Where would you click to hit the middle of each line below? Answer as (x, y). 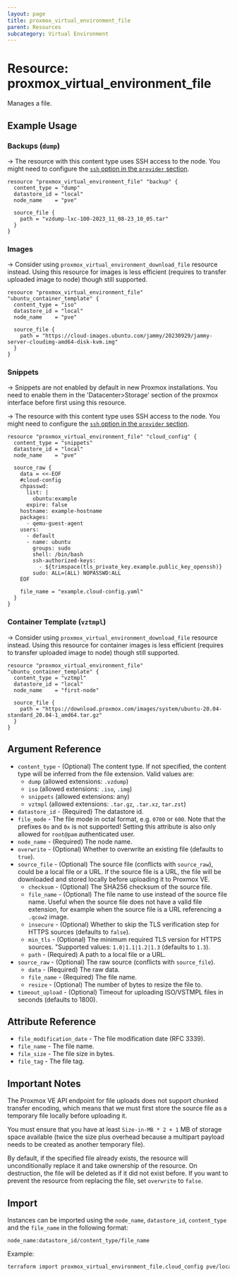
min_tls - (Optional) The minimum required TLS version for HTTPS (125, 939)
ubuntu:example (55, 499)
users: (30, 530)
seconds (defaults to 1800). (57, 999)
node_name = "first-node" (56, 690)
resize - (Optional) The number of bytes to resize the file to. (115, 984)
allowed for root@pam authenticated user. (76, 834)
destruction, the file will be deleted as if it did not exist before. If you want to (118, 1174)
